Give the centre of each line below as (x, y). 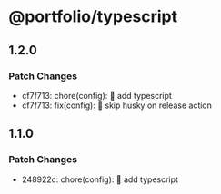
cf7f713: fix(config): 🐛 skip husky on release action (117, 105)
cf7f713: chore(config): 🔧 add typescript (96, 95)
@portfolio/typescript (93, 17)
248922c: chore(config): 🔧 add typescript (100, 179)
